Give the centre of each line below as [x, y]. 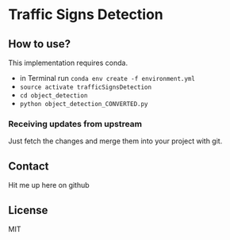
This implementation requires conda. [68, 63]
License [28, 210]
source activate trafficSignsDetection [86, 87]
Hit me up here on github [49, 185]
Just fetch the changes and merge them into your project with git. [115, 141]
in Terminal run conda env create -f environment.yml [107, 78]
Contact [29, 166]
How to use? [40, 44]
